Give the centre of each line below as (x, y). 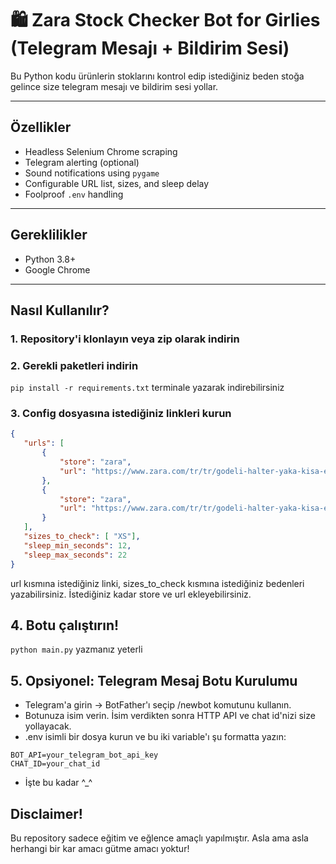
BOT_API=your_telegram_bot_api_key (84, 755)
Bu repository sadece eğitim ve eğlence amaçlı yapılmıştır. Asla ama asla (159, 838)
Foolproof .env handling (74, 194)
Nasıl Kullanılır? (60, 310)
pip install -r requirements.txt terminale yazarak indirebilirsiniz (147, 388)
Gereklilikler (49, 235)
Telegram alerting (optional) (82, 162)
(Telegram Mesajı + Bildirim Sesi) (150, 48)
